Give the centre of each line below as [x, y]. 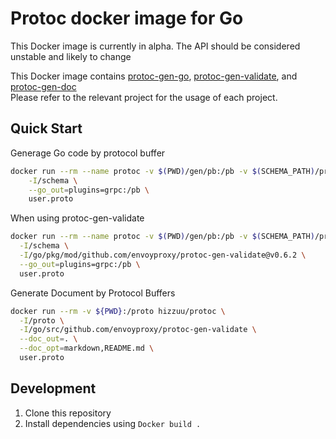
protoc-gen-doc [43, 86]
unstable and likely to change [71, 56]
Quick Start [46, 128]
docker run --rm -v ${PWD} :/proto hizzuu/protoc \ [118, 311]
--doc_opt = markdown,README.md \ [87, 348]
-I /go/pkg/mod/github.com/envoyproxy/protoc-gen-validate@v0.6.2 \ [163, 255]
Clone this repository [68, 413]
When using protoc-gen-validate [77, 218]
